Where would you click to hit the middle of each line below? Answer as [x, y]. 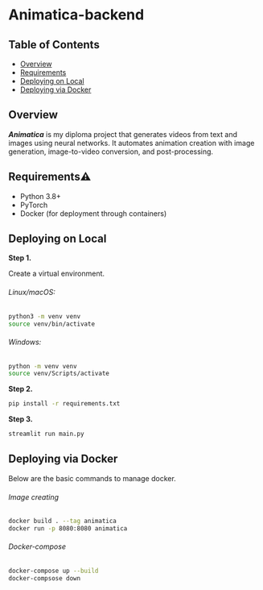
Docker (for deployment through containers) [93, 213]
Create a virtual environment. [57, 274]
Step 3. [21, 419]
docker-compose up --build [53, 571]
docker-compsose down [45, 578]
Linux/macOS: [32, 293]
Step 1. [20, 258]
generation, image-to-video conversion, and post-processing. [111, 152]
